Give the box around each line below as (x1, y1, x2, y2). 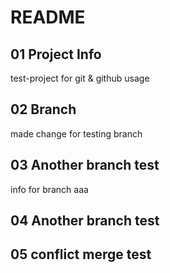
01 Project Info (10, 46, 102, 63)
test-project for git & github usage (10, 72, 150, 84)
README (10, 6, 86, 29)
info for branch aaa (10, 183, 89, 195)
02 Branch (10, 101, 77, 118)
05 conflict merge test (10, 246, 152, 263)
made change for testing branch (10, 127, 143, 140)
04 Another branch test (10, 212, 160, 230)
